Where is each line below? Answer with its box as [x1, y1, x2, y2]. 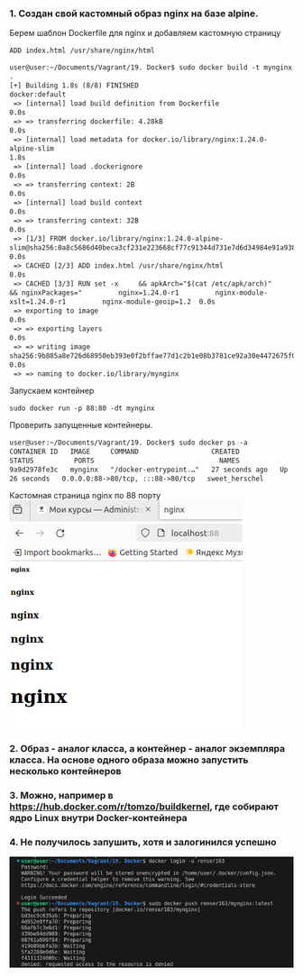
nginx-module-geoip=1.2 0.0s [102, 297, 216, 306]
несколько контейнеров [9, 765, 122, 778]
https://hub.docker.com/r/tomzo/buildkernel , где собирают [9, 800, 280, 813]
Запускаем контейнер [9, 386, 95, 397]
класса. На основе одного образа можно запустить [9, 753, 249, 766]
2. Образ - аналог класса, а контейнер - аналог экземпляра [9, 743, 286, 755]
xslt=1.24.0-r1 [9, 297, 67, 306]
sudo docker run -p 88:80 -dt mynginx [9, 404, 155, 413]
